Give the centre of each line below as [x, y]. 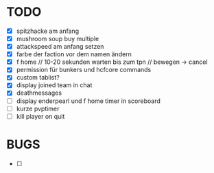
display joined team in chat [54, 85]
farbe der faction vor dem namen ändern [74, 54]
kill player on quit [40, 116]
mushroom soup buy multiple [58, 39]
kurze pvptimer [38, 108]
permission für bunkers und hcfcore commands [84, 70]
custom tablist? [38, 78]
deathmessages [39, 93]
